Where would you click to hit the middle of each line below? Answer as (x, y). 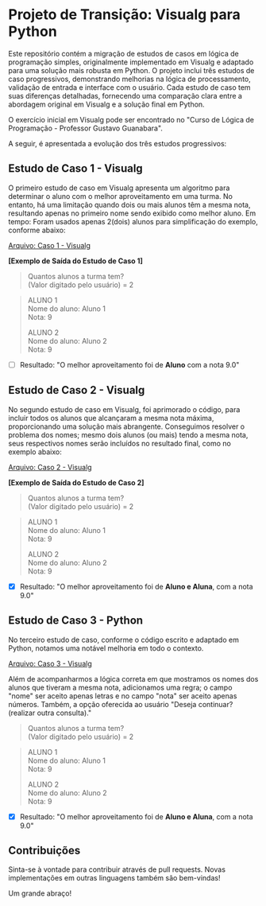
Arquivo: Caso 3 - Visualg (50, 663)
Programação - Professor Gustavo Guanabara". (85, 128)
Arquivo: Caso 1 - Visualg (50, 245)
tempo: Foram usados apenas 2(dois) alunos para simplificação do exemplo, (133, 221)
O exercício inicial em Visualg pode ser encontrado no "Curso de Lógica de (131, 119)
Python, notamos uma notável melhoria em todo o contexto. (106, 648)
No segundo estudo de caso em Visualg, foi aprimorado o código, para (124, 409)
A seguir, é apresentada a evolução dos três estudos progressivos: (118, 143)
